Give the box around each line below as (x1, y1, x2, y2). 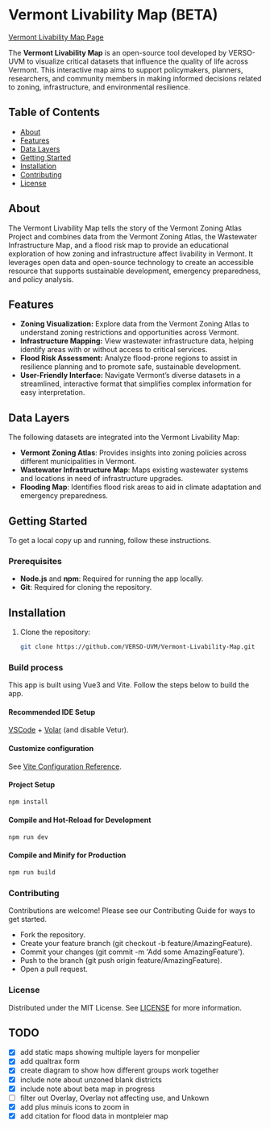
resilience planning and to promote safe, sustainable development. (19, 362, 242, 371)
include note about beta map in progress (19, 1084, 156, 1094)
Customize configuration (8, 744, 94, 753)
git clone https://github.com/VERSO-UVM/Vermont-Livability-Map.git (19, 643, 255, 651)
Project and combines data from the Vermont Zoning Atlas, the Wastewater (8, 231, 258, 241)
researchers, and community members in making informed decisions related (8, 73, 262, 83)
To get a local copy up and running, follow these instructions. (8, 536, 211, 545)
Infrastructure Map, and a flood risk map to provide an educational (8, 240, 230, 250)
